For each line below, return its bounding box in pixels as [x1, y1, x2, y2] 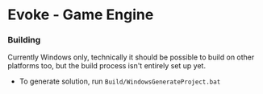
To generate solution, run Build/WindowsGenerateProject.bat [19, 76, 221, 86]
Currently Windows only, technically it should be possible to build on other [7, 52, 255, 62]
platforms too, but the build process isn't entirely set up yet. [7, 61, 207, 71]
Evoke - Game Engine [7, 6, 154, 24]
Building [7, 35, 41, 46]
